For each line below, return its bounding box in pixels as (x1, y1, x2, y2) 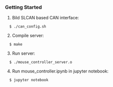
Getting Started (5, 4, 42, 11)
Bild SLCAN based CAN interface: (12, 15, 79, 21)
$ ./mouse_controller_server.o (9, 60, 72, 65)
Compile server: (12, 33, 44, 39)
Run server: (12, 50, 35, 57)
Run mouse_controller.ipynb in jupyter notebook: (12, 68, 109, 74)
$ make (9, 42, 23, 47)
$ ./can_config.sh (9, 24, 47, 29)
